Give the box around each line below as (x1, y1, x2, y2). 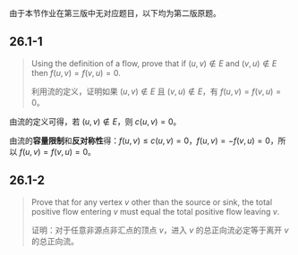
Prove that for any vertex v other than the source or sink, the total (30, 196, 273, 208)
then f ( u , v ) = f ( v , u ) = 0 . (30, 67, 121, 78)
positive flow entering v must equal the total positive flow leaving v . (30, 206, 280, 217)
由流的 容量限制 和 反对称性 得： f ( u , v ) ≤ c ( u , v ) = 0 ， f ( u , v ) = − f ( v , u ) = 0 (9, 135, 271, 146)
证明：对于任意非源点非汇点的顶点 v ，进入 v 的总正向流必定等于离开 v (30, 225, 289, 235)
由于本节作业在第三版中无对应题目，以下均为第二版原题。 (9, 8, 221, 18)
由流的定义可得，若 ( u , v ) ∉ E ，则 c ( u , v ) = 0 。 (9, 115, 182, 127)
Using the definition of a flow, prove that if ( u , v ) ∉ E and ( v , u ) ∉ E (30, 57, 277, 69)
